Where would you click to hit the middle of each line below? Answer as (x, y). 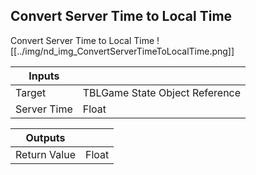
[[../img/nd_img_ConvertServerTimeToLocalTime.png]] (122, 51)
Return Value (45, 154)
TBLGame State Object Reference (162, 92)
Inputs (44, 76)
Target (31, 92)
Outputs (45, 137)
